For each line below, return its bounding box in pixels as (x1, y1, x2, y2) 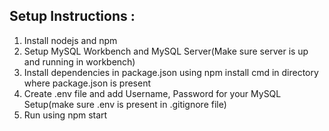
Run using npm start (23, 109, 108, 121)
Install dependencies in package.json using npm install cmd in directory (23, 66, 319, 78)
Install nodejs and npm (23, 34, 118, 46)
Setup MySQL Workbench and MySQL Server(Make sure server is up (23, 45, 309, 57)
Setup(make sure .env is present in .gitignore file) (23, 98, 227, 110)
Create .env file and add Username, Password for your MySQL (23, 87, 282, 99)
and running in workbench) (23, 55, 136, 68)
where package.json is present (23, 77, 152, 89)
